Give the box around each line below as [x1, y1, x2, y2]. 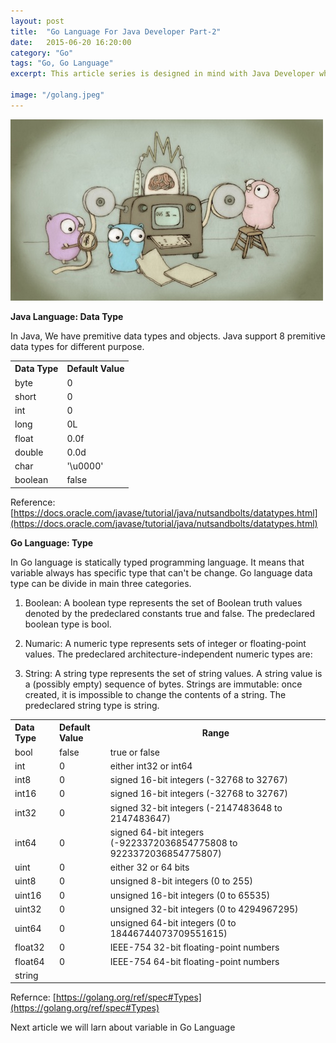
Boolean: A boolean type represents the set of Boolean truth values [24, 596, 303, 609]
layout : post [10, 16, 65, 26]
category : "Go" [10, 48, 74, 58]
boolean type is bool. [24, 618, 112, 630]
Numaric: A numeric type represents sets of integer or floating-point [24, 637, 307, 649]
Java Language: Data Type [10, 310, 124, 322]
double [14, 446, 44, 458]
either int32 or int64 [109, 760, 193, 772]
